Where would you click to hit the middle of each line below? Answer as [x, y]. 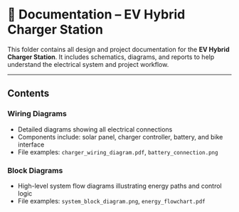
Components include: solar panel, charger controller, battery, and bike [120, 137]
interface [31, 144]
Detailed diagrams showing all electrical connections [95, 129]
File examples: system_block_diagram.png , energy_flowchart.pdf [112, 201]
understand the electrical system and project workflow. [88, 64]
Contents [28, 94]
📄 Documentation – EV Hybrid [96, 15]
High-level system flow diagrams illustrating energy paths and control [119, 186]
